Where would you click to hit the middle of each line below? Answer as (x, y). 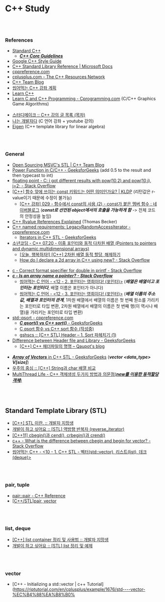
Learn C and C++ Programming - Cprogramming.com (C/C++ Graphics (84, 99)
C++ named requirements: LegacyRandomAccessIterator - (71, 227)
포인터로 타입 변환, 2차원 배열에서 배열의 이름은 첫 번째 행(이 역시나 (89, 306)
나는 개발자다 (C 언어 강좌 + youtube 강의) (53, 121)
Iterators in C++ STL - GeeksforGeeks (58, 237)
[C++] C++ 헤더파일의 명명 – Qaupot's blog (62, 346)
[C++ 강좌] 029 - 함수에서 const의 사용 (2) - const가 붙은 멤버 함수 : (85, 204)
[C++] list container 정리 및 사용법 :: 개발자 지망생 (60, 539)
